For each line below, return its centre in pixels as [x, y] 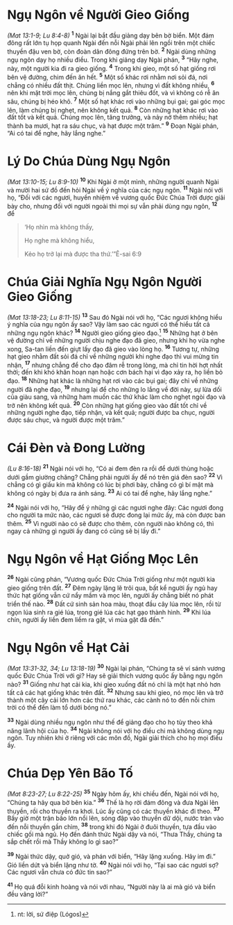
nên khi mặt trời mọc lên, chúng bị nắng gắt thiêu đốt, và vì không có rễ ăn [113, 92]
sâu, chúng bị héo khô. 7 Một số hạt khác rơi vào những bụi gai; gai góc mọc [116, 101]
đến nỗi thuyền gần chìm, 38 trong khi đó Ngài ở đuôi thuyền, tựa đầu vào [112, 826]
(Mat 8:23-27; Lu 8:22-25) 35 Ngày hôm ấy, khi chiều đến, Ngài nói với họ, [113, 793]
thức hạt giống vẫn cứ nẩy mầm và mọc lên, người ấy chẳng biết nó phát [110, 595]
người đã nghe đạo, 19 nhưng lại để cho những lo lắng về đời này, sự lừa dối [114, 388]
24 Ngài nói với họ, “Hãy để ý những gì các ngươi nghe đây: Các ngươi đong [115, 507]
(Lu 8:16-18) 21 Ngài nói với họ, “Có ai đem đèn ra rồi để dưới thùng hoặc [111, 468]
